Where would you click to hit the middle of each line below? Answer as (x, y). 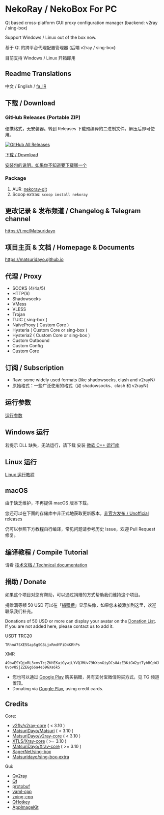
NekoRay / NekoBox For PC (61, 9)
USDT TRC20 (19, 636)
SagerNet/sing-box (32, 751)
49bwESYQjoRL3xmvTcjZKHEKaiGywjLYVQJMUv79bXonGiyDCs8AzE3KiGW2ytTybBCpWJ (82, 663)
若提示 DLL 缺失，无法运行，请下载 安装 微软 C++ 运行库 (62, 445)
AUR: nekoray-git (30, 189)
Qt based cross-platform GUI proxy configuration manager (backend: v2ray (82, 23)
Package (16, 178)
